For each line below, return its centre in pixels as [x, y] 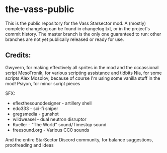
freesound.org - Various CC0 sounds [51, 130]
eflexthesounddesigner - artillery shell [52, 103]
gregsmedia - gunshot [35, 114]
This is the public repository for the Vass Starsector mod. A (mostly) [76, 23]
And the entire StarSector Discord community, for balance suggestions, [79, 139]
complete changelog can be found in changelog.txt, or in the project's [77, 28]
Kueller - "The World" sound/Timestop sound [59, 124]
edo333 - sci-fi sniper [35, 108]
